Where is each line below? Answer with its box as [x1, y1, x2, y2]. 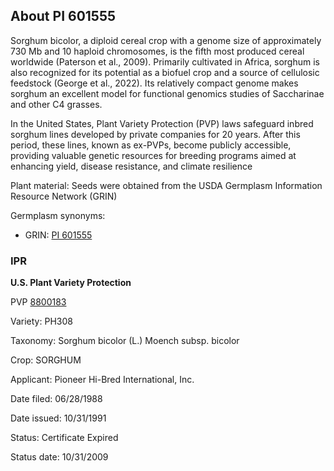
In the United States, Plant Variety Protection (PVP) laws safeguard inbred [10, 117, 314, 129]
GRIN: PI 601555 [24, 229, 93, 241]
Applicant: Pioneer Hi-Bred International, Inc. [10, 374, 195, 386]
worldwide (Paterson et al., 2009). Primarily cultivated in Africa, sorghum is [10, 55, 320, 68]
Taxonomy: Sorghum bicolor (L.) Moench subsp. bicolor [10, 335, 240, 347]
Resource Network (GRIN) [10, 190, 118, 202]
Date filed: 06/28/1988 [10, 393, 103, 405]
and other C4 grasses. [10, 98, 103, 110]
